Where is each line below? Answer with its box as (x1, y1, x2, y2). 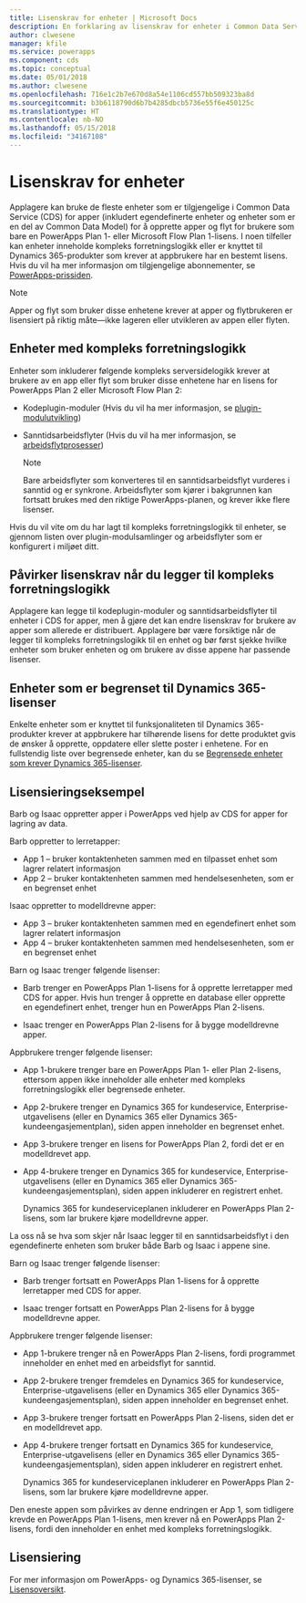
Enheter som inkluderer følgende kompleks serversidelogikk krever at (9, 365, 270, 376)
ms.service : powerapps (9, 47, 96, 57)
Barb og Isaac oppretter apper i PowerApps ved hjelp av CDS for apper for (9, 808, 289, 819)
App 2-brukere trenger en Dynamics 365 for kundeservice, (22, 1101, 244, 1113)
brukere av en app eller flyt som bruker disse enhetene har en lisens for (9, 375, 278, 386)
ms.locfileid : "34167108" (9, 132, 107, 141)
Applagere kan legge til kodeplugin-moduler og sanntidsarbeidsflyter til (9, 606, 278, 617)
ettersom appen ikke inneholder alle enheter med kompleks (22, 1074, 246, 1086)
